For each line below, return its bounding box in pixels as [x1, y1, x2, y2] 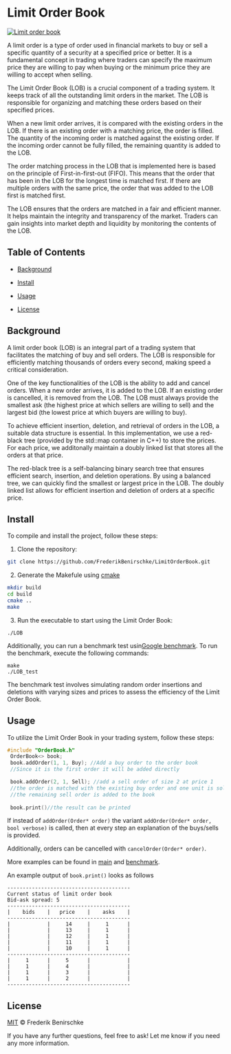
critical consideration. [7, 365, 69, 373]
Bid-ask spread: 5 [7, 897, 60, 904]
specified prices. [7, 106, 55, 114]
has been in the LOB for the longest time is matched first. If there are [7, 176, 201, 184]
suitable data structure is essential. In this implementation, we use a [7, 429, 199, 437]
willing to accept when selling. [7, 70, 93, 79]
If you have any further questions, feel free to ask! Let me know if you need [7, 1032, 220, 1040]
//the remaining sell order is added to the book [10, 791, 155, 798]
